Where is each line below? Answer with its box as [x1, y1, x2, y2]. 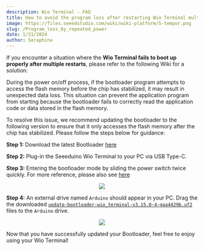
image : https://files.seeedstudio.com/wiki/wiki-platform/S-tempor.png [6, 20, 191, 26]
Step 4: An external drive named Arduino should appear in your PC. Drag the [6, 194, 198, 201]
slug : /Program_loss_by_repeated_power [6, 26, 107, 32]
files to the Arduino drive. [6, 207, 69, 214]
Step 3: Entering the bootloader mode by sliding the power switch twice [6, 165, 186, 172]
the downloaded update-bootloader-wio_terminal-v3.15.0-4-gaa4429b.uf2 [6, 201, 192, 207]
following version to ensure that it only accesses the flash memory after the [6, 123, 195, 130]
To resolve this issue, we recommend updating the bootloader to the [6, 116, 177, 123]
